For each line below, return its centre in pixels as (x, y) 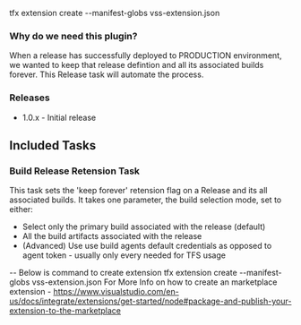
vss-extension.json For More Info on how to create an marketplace (155, 282)
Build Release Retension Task (75, 171)
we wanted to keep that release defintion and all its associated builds (137, 65)
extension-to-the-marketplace (65, 311)
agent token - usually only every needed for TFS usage (124, 255)
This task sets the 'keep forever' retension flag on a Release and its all (138, 191)
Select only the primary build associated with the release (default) (144, 227)
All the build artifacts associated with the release (112, 236)
